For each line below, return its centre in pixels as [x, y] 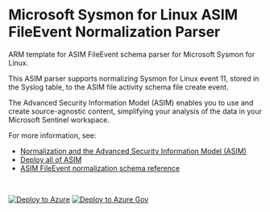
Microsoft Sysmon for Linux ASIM [123, 15]
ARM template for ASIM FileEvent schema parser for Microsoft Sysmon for [132, 54]
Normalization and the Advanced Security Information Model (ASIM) [133, 151]
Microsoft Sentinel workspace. [59, 119]
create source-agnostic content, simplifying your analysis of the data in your [135, 111]
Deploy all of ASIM [51, 160]
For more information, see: [52, 135]
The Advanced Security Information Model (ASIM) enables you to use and [131, 102]
